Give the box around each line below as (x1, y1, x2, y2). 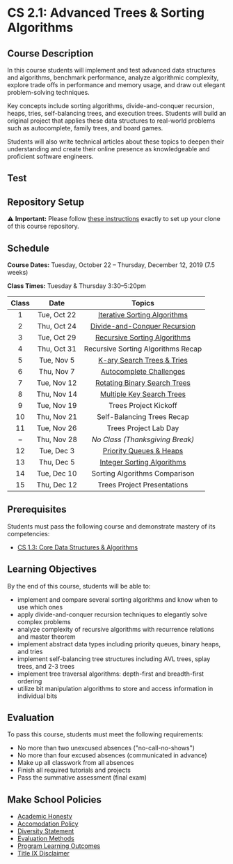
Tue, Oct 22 (37, 310, 77, 320)
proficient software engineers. (7, 152, 94, 160)
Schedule (7, 242, 50, 254)
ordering (17, 676, 42, 685)
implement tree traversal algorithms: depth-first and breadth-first (17, 669, 204, 678)
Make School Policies (7, 794, 102, 805)
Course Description (7, 47, 94, 59)
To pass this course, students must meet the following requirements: (7, 730, 204, 738)
